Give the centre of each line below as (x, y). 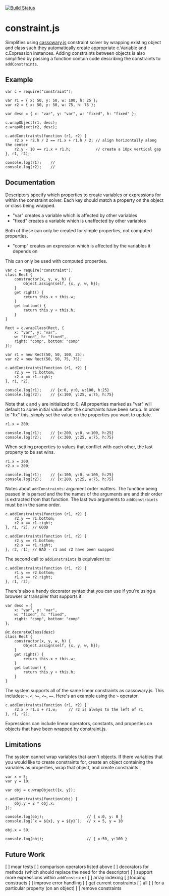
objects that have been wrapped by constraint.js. (56, 729)
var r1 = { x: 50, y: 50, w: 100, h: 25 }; (52, 100)
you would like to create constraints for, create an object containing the (79, 762)
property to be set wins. (30, 452)
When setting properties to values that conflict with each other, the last (79, 447)
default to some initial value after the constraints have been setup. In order (83, 409)
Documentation (30, 183)
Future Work (25, 854)
